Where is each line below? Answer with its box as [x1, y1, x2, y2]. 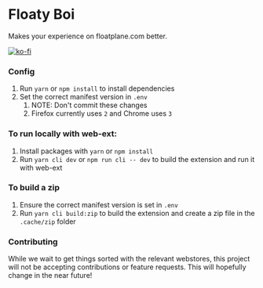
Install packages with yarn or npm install [19, 146, 154, 156]
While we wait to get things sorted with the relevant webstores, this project [8, 254, 250, 264]
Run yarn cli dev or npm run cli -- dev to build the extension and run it [19, 154, 255, 164]
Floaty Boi [8, 5, 75, 23]
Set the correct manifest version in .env [19, 92, 148, 102]
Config [8, 66, 35, 77]
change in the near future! [8, 271, 93, 280]
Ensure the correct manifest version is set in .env [19, 200, 178, 209]
